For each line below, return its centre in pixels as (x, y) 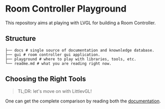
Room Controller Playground (66, 9)
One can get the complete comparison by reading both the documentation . (83, 101)
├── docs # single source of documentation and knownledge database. (80, 50)
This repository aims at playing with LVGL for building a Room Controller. (80, 23)
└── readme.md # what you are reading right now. (59, 64)
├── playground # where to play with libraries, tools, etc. (71, 59)
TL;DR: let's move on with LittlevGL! (55, 91)
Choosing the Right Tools (46, 79)
